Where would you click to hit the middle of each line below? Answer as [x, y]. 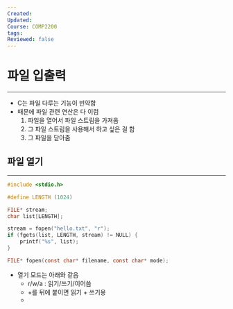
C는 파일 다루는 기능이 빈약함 [57, 103]
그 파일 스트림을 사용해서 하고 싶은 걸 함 [81, 129]
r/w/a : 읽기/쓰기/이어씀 [59, 283]
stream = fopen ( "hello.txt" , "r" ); [59, 229]
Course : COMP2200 [32, 26]
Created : [20, 14]
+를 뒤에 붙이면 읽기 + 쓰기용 [67, 292]
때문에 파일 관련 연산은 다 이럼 [58, 112]
